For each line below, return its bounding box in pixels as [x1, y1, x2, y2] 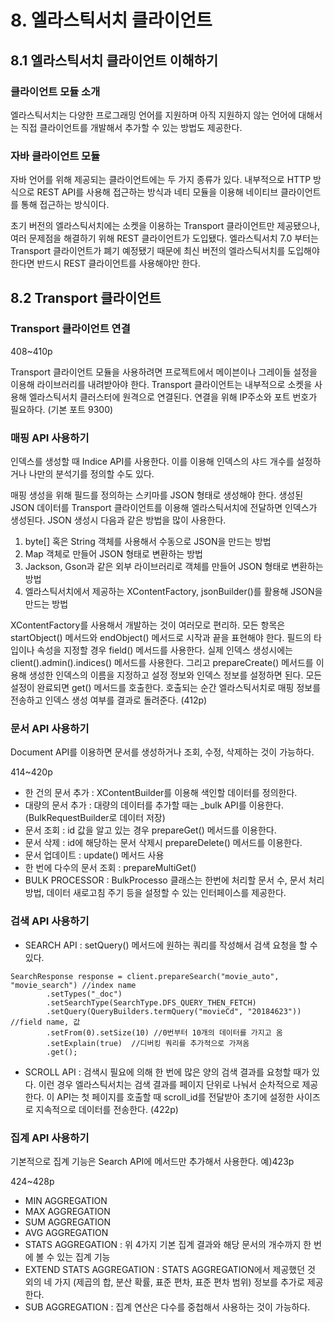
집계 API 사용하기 [10, 1131, 90, 1145]
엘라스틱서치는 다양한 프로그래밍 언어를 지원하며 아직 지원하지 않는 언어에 [10, 109, 297, 121]
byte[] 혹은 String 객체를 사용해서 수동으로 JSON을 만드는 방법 [24, 536, 272, 548]
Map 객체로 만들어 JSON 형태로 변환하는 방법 [24, 548, 203, 560]
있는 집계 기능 [56, 1251, 111, 1263]
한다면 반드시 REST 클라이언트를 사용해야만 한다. [10, 257, 201, 270]
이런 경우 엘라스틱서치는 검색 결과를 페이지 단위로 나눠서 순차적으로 [38, 1078, 300, 1090]
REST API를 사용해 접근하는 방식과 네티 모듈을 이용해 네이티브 [36, 186, 279, 198]
